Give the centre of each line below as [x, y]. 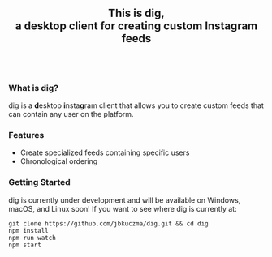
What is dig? [34, 88]
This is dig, [136, 13]
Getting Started [39, 182]
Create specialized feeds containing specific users [105, 152]
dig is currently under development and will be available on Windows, [125, 200]
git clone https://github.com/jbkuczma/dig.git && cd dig [108, 223]
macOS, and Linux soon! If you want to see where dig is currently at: [123, 208]
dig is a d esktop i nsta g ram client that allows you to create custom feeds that [136, 105]
